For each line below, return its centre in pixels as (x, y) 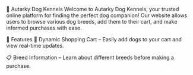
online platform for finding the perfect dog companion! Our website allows (97, 15)
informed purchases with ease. (44, 28)
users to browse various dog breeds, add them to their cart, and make (92, 22)
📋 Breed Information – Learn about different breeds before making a (90, 57)
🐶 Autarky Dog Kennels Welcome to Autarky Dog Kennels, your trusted (93, 9)
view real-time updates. (35, 45)
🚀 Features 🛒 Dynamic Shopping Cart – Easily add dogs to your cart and (94, 39)
